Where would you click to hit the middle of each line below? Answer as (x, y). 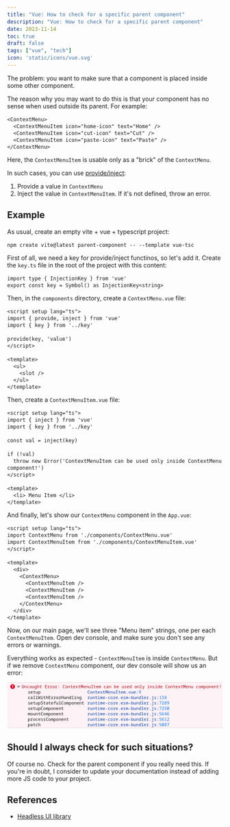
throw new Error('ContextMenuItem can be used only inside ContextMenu (118, 461)
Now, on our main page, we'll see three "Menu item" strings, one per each (112, 630)
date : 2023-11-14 (32, 29)
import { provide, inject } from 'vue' (64, 318)
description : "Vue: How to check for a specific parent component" (105, 22)
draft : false (26, 44)
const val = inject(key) (42, 440)
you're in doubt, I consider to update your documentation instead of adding (113, 771)
